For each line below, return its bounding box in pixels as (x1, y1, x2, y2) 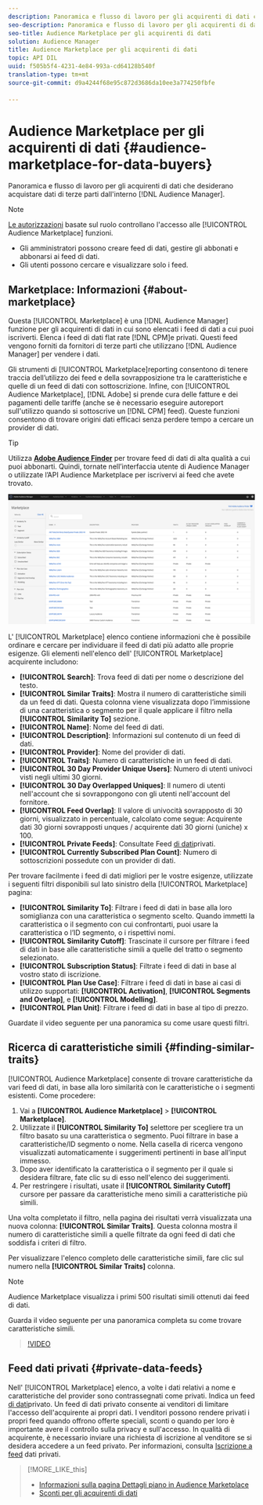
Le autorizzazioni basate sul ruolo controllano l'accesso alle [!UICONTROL (8, 220, 248, 229)
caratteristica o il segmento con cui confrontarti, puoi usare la (19, 919, 219, 930)
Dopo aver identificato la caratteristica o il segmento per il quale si (19, 1164, 233, 1174)
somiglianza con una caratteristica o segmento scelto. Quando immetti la (19, 911, 255, 921)
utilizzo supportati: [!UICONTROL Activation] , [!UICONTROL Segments (19, 986, 250, 996)
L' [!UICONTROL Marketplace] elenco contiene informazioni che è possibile (8, 632, 251, 641)
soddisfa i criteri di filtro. (8, 1237, 88, 1247)
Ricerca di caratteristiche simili (8, 1041, 163, 1054)
